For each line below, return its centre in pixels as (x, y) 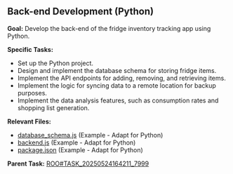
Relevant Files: (29, 121)
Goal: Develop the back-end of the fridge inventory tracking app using (109, 28)
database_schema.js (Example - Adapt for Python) (90, 135)
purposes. (32, 93)
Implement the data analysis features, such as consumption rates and (118, 100)
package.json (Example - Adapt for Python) (80, 149)
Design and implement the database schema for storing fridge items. (117, 70)
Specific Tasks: (31, 49)
